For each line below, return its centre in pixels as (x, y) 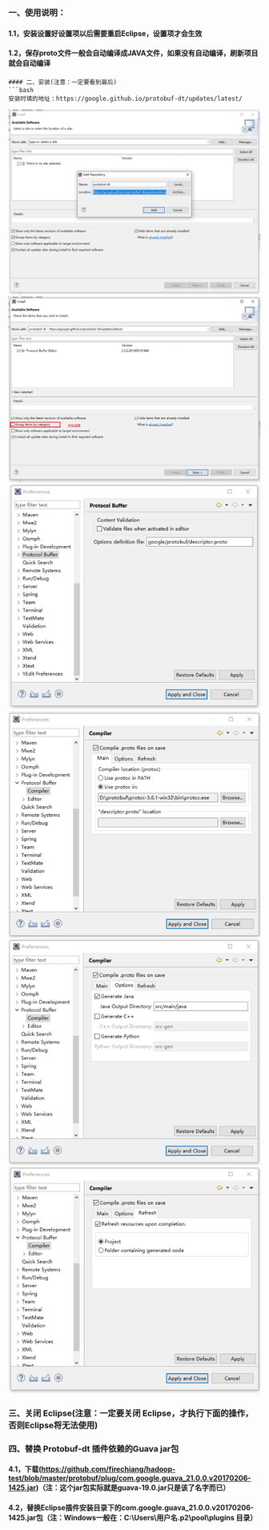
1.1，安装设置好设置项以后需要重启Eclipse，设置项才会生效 (105, 33)
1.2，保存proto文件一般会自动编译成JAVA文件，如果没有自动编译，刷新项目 (133, 53)
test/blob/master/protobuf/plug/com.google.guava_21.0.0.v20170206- (130, 1478)
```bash (21, 90)
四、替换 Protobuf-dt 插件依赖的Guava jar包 (94, 1448)
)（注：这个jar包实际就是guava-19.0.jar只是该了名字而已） (133, 1488)
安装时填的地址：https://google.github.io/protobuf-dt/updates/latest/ (125, 98)
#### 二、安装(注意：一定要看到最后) (63, 82)
